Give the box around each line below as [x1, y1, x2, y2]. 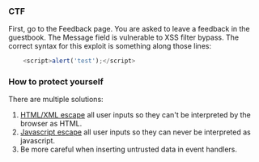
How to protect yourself [8, 76, 104, 87]
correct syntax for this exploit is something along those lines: [8, 41, 212, 51]
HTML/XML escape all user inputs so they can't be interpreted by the [19, 110, 251, 120]
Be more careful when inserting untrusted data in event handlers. [19, 144, 237, 155]
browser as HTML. [19, 119, 83, 129]
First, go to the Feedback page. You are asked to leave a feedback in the [8, 24, 251, 34]
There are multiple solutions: [8, 95, 104, 104]
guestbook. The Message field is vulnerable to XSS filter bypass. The [8, 32, 240, 42]
